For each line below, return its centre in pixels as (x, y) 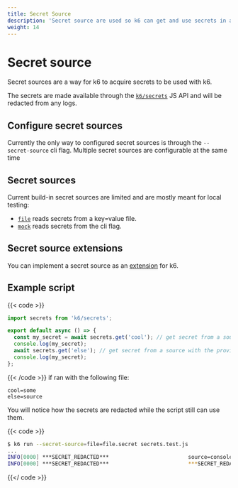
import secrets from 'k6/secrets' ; (60, 318)
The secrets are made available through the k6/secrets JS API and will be (114, 96)
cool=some (22, 390)
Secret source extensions (65, 248)
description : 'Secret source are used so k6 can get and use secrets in (117, 21)
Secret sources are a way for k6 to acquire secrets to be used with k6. (110, 82)
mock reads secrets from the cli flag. (69, 226)
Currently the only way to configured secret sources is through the (104, 143)
